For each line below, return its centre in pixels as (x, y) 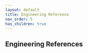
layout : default (22, 10)
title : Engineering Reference (37, 14)
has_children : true (26, 24)
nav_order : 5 (19, 19)
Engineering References (44, 44)
